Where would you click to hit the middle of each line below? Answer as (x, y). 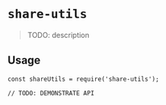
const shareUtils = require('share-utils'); (83, 79)
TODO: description (58, 35)
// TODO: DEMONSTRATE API (51, 93)
